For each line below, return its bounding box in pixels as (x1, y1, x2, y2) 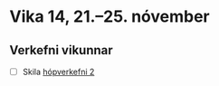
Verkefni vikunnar (9, 43, 113, 58)
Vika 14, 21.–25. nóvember (9, 6, 210, 27)
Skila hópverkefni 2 (22, 66, 95, 77)
